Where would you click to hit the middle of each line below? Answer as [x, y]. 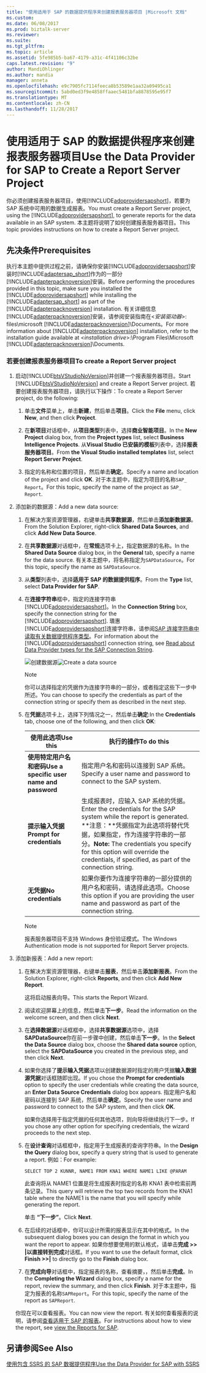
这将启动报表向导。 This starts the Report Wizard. [86, 997]
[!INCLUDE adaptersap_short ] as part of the [61, 302]
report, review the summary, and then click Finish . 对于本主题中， [108, 1285]
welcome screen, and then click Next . [72, 1017]
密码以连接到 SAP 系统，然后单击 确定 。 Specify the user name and [108, 1099]
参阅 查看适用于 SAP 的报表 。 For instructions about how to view [112, 1320]
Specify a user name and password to [136, 774]
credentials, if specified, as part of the [136, 860]
